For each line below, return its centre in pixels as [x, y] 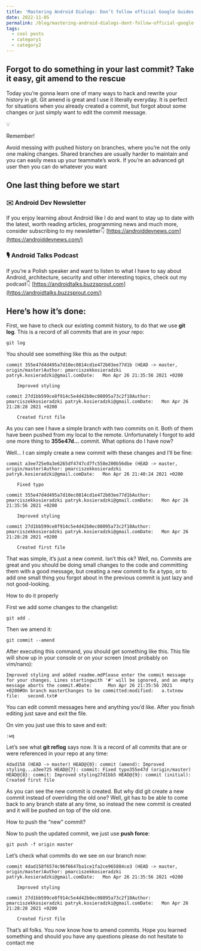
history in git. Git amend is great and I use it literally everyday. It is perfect [97, 99]
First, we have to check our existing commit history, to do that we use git [96, 326]
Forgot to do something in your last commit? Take [100, 69]
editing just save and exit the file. [47, 713]
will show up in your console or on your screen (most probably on [87, 658]
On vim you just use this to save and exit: [57, 725]
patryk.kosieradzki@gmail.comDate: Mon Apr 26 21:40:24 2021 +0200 [95, 474]
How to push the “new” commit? [46, 822]
